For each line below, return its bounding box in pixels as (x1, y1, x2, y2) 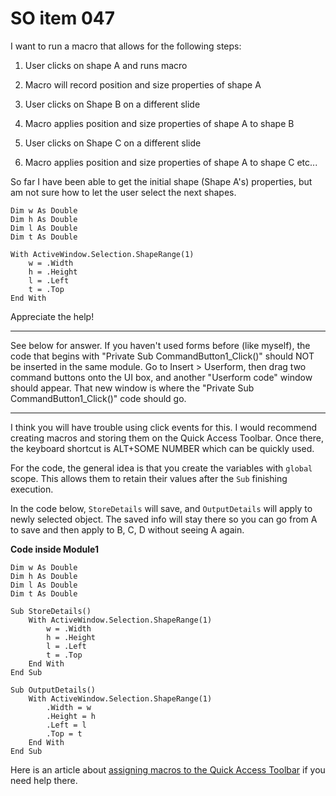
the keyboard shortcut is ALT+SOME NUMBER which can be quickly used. (10, 442, 315, 454)
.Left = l (46, 720, 87, 730)
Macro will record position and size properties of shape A (24, 78, 262, 91)
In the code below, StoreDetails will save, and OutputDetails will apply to (10, 502, 313, 514)
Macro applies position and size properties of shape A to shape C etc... (24, 156, 318, 168)
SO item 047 (10, 7, 116, 30)
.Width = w (46, 702, 92, 712)
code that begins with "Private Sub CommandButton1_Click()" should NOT (10, 350, 315, 362)
